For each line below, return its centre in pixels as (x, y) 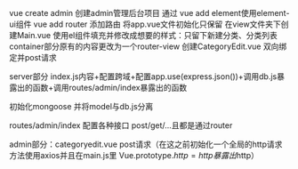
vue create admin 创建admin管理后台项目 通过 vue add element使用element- (149, 13)
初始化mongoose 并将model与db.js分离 (81, 106)
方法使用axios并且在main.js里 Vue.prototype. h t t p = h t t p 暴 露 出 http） (134, 155)
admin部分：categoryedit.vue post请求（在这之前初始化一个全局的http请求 (146, 144)
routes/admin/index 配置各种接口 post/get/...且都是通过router (121, 125)
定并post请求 (33, 57)
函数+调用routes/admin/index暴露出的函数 (110, 88)
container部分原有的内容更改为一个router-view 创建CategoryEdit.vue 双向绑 (148, 46)
